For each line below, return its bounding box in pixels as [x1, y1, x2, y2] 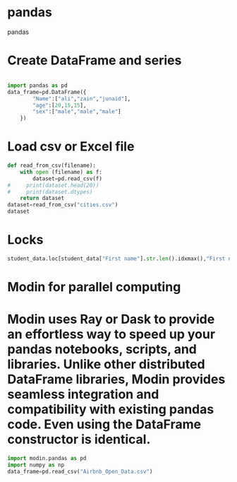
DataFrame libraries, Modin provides [7, 372, 226, 387]
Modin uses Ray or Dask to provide [7, 312, 215, 327]
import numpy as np [7, 461, 65, 469]
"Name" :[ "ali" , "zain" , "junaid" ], [32, 95, 131, 102]
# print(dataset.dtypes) [7, 188, 93, 195]
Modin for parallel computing [7, 279, 181, 295]
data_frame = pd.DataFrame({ [7, 88, 87, 95]
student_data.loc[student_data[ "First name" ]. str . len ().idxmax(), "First [7, 255, 226, 262]
